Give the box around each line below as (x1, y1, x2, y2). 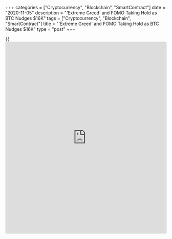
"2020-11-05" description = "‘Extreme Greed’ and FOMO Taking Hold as (5, 10, 157, 16)
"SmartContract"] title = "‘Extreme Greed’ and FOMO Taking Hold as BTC (5, 20, 160, 27)
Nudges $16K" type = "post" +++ (5, 26, 76, 32)
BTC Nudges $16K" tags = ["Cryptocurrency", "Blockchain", (5, 15, 132, 21)
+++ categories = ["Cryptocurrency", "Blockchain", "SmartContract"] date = (5, 5, 166, 10)
